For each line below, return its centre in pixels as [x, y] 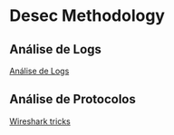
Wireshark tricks [40, 121]
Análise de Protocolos [72, 99]
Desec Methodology [87, 16]
